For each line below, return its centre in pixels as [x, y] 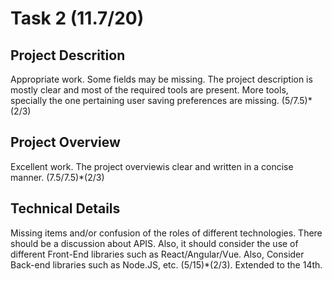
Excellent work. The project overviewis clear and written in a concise [152, 166]
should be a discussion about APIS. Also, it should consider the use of [154, 243]
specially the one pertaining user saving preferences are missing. [145, 100]
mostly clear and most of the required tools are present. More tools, [149, 90]
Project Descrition [68, 55]
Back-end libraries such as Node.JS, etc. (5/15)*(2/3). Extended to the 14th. [166, 264]
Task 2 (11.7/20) [77, 18]
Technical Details [65, 208]
